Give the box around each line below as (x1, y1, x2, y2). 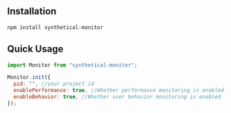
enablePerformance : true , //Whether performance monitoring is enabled (13, 87, 225, 94)
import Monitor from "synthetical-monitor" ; (7, 62, 138, 69)
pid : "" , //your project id (13, 80, 95, 87)
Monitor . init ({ (7, 74, 51, 81)
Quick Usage (7, 43, 64, 55)
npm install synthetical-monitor (7, 24, 104, 31)
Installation (7, 6, 57, 17)
